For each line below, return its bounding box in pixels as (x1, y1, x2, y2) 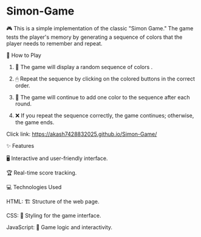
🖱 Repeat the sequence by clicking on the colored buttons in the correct (15, 75, 196, 82)
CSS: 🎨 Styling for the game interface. (6, 212, 101, 219)
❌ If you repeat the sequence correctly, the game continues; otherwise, (15, 112, 194, 119)
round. (15, 100, 32, 107)
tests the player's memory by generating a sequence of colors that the (6, 33, 183, 41)
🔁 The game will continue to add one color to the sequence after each (15, 93, 190, 101)
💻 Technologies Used (6, 183, 62, 190)
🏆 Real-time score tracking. (6, 169, 77, 176)
